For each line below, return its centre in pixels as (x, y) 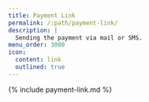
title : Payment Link (42, 15)
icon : (17, 52)
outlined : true (40, 67)
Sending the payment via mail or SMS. (79, 38)
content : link (38, 60)
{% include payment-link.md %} (60, 89)
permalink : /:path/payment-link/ (63, 23)
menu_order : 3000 (37, 45)
